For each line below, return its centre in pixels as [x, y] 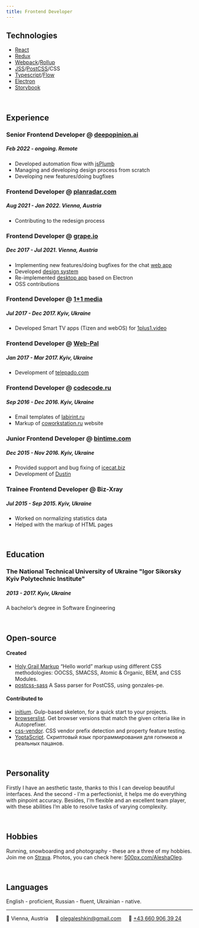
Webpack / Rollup [35, 62]
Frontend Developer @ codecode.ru [59, 388]
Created [16, 653]
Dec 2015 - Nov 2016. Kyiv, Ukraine [50, 452]
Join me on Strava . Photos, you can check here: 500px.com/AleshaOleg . [95, 857]
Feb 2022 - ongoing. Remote [42, 149]
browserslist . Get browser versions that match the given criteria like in [100, 718]
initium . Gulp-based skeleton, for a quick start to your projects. [91, 712]
